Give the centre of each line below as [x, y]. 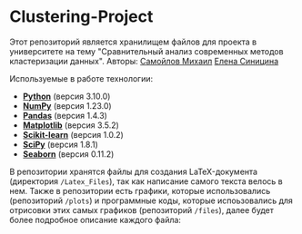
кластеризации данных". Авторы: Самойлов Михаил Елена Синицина [144, 61]
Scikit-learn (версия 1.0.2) [73, 134]
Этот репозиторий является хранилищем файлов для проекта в [133, 42]
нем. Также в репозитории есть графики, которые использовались [140, 190]
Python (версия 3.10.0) [66, 96]
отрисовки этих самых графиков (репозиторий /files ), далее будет [142, 210]
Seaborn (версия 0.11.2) [68, 154]
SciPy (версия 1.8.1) [60, 144]
